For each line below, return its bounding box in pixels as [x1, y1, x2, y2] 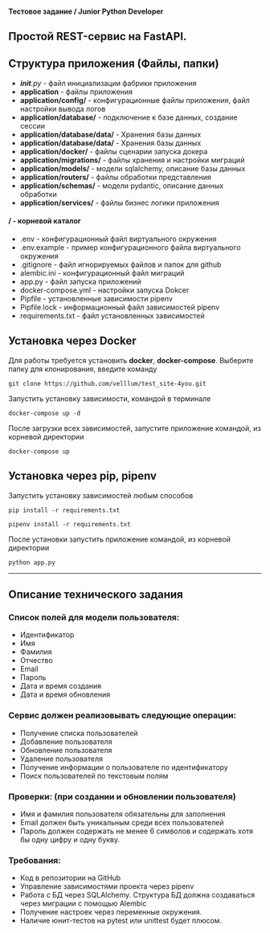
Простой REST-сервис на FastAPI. [8, 29, 187, 43]
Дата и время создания [19, 681, 102, 691]
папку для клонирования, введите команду [8, 364, 157, 374]
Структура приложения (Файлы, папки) [8, 57, 219, 71]
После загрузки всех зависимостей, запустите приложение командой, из [8, 423, 261, 433]
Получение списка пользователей [19, 728, 138, 738]
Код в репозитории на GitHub [19, 873, 121, 883]
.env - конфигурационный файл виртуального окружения [19, 234, 217, 243]
